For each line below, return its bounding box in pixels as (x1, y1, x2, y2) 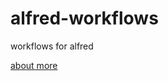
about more (10, 59, 58, 71)
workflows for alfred (10, 40, 94, 52)
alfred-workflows (10, 7, 159, 30)
